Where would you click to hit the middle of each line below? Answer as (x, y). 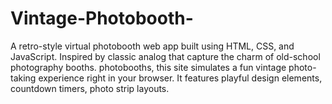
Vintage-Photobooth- (102, 18)
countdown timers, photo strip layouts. (90, 88)
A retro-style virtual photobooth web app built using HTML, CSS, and (152, 46)
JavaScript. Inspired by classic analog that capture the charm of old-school (165, 56)
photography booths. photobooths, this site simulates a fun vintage (148, 67)
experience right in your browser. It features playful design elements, (180, 78)
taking (23, 78)
